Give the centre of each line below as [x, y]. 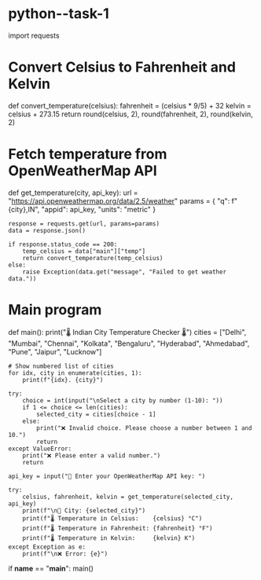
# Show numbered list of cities [61, 366]
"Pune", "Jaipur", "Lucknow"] [55, 351]
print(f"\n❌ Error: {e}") [65, 554]
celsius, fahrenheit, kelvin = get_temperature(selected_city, [128, 497]
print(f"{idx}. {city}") [63, 380]
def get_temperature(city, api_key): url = [74, 193]
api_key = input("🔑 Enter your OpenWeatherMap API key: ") [107, 476]
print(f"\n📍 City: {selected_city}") [84, 510]
